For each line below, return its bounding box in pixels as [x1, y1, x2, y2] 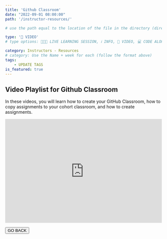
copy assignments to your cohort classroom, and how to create [5, 104, 135, 110]
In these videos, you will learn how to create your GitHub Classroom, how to [5, 98, 161, 105]
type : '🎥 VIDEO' [5, 34, 39, 40]
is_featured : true [5, 67, 43, 72]
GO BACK [7, 228, 27, 234]
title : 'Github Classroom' [5, 7, 61, 12]
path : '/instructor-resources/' [5, 16, 72, 21]
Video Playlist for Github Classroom [5, 85, 118, 94]
